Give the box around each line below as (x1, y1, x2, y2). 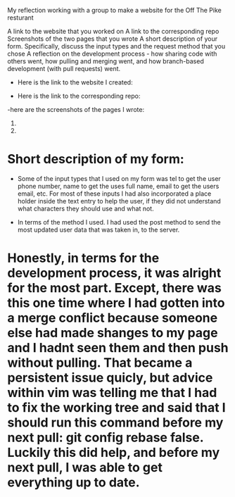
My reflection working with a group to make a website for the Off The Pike (7, 6, 222, 14)
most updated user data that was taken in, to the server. (17, 225, 180, 234)
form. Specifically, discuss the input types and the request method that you (7, 42, 226, 50)
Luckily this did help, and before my (7, 445, 220, 460)
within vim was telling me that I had (7, 385, 217, 401)
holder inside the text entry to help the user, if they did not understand (17, 196, 222, 205)
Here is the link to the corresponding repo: (17, 92, 141, 100)
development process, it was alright (7, 265, 222, 281)
